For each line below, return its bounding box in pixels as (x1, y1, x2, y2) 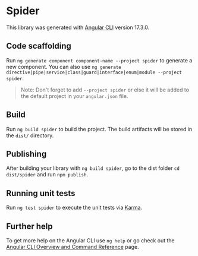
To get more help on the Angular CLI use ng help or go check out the (6, 237, 175, 244)
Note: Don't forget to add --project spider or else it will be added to (20, 86, 189, 93)
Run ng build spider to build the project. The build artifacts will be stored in (6, 125, 193, 132)
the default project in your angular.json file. (20, 92, 128, 99)
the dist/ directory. (6, 132, 54, 139)
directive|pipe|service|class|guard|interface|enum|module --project (6, 69, 183, 75)
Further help (6, 221, 54, 231)
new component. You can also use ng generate (6, 63, 122, 70)
